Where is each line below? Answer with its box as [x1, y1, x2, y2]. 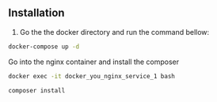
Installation [8, 6, 65, 20]
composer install [8, 86, 66, 94]
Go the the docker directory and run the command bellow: [19, 27, 210, 36]
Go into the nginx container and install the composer [8, 57, 180, 66]
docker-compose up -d [8, 43, 80, 51]
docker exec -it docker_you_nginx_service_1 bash [8, 72, 176, 80]
